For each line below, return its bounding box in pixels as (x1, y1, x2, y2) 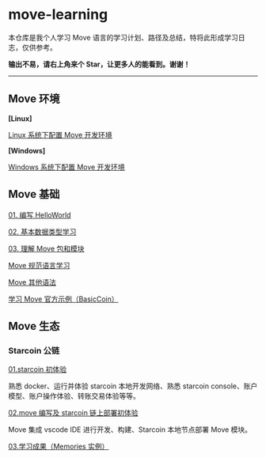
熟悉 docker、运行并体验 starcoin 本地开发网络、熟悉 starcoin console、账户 (8, 381, 258, 391)
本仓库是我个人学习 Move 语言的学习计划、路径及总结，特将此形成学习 (8, 32, 239, 42)
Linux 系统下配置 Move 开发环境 (8, 130, 112, 139)
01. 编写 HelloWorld (8, 210, 71, 219)
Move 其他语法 (8, 277, 57, 286)
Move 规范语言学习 (8, 260, 70, 270)
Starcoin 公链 (8, 345, 60, 356)
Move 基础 (8, 187, 60, 201)
